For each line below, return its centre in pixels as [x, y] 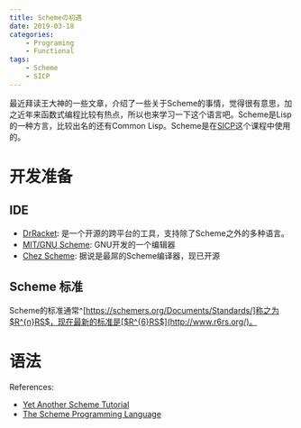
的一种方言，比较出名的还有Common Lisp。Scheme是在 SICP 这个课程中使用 [150, 125]
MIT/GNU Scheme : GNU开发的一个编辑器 [99, 244]
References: [32, 387]
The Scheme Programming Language [92, 414]
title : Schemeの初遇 [46, 18]
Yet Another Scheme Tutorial [76, 404]
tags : [19, 59]
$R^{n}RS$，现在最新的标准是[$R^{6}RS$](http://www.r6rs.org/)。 [133, 322]
